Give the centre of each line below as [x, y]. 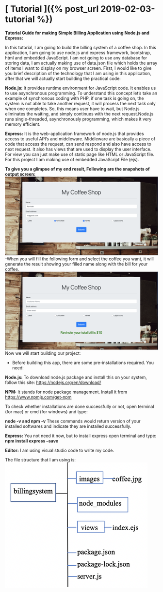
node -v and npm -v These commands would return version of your [73, 421]
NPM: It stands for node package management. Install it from [66, 392]
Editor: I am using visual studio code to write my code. [59, 450]
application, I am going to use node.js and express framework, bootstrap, [78, 53]
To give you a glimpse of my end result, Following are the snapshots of [77, 169]
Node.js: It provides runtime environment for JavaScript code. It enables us [81, 88]
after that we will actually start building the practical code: [63, 78]
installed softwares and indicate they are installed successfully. [68, 426]
